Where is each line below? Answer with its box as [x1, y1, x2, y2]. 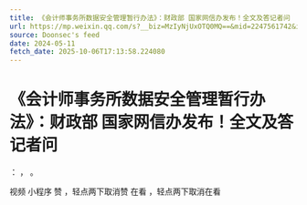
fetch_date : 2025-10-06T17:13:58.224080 [9, 47, 166, 56]
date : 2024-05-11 [9, 38, 76, 48]
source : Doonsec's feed [9, 30, 101, 39]
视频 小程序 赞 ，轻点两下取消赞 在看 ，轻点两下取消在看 [9, 186, 221, 197]
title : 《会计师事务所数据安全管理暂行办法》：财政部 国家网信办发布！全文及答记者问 [9, 13, 291, 23]
